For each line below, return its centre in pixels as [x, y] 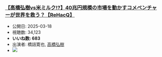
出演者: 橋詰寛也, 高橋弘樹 [38, 44]
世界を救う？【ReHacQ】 [45, 14]
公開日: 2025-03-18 [32, 26]
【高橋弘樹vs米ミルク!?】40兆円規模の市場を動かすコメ [71, 7]
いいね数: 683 [26, 38]
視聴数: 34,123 [26, 32]
